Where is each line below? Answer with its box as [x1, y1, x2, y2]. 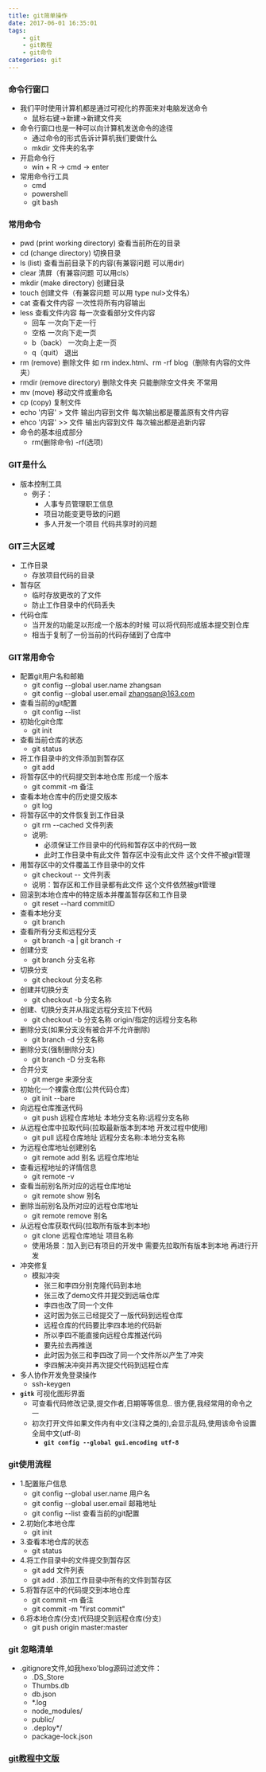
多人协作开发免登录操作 [19, 1371, 97, 1380]
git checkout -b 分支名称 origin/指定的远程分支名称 [31, 1015, 198, 1024]
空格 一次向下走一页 [31, 328, 97, 338]
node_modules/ [31, 1706, 83, 1715]
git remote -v [31, 1172, 75, 1181]
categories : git [8, 57, 62, 65]
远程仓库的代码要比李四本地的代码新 [43, 1320, 163, 1330]
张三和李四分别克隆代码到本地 [43, 1281, 141, 1290]
